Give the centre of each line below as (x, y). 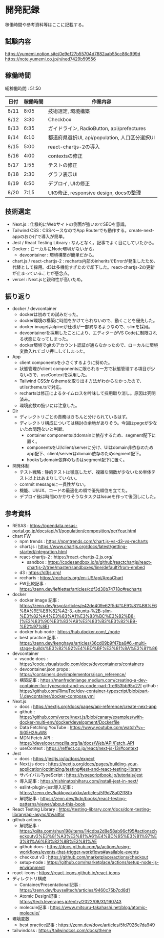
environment (32, 867)
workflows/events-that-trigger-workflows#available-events (79, 852)
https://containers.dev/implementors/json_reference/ (72, 674)
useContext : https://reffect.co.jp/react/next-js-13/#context (79, 748)
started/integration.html (43, 552)
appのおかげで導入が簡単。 (40, 236)
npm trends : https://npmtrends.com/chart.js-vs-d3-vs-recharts (84, 541)
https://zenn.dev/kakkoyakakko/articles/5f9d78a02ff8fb (76, 793)
